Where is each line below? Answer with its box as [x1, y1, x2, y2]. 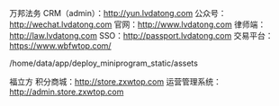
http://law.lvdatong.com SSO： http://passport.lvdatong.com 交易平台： [9, 31, 274, 40]
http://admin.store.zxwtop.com [9, 86, 124, 97]
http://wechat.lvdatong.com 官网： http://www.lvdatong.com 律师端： [9, 19, 266, 30]
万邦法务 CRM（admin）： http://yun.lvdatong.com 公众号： [9, 8, 227, 18]
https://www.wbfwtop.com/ [9, 40, 112, 51]
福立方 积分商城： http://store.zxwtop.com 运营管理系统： [9, 76, 222, 87]
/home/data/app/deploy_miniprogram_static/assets [9, 57, 198, 68]
